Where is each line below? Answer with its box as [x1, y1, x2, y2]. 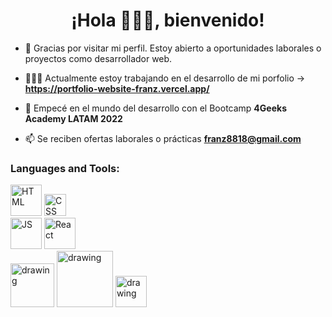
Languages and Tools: [10, 161, 120, 175]
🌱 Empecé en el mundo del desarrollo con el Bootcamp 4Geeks [24, 102, 287, 114]
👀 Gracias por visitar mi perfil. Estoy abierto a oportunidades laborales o [24, 42, 322, 54]
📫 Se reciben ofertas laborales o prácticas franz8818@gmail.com [24, 132, 302, 144]
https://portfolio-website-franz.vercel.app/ [24, 82, 210, 94]
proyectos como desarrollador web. [24, 52, 173, 64]
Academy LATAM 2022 [24, 112, 123, 124]
